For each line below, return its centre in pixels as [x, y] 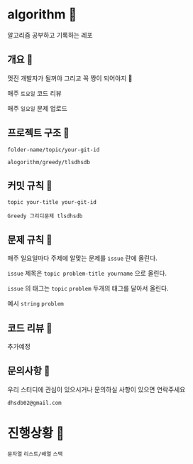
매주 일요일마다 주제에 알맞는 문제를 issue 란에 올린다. [82, 258]
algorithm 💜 [42, 15]
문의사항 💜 [29, 371]
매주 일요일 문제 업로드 [37, 108]
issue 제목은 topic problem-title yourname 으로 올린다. [87, 274]
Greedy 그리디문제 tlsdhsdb [45, 216]
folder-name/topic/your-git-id [54, 150]
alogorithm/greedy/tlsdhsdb [49, 162]
